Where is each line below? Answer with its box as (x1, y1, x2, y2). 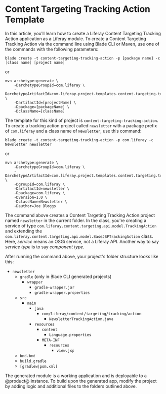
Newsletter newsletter (5, 142, 52, 147)
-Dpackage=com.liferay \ (14, 190, 65, 195)
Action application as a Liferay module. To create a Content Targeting (5, 36, 147, 42)
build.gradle (19, 358, 47, 364)
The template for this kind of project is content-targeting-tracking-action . (5, 117, 159, 123)
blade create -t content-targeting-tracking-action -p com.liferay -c (5, 137, 154, 142)
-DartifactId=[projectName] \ (14, 100, 77, 105)
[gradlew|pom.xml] (19, 364, 58, 369)
